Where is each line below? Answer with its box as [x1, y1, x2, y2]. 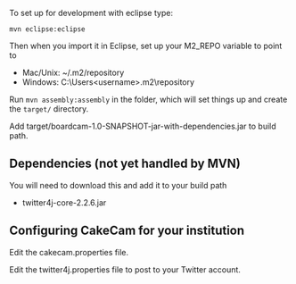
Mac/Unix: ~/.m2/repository [21, 67, 125, 78]
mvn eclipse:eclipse [9, 25, 86, 34]
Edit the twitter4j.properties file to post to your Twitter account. [9, 263, 241, 275]
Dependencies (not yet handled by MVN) [9, 156, 241, 171]
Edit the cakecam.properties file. [9, 246, 129, 257]
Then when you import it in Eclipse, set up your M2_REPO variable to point [9, 40, 283, 51]
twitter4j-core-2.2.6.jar [21, 196, 107, 208]
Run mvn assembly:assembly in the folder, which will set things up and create [9, 94, 288, 104]
